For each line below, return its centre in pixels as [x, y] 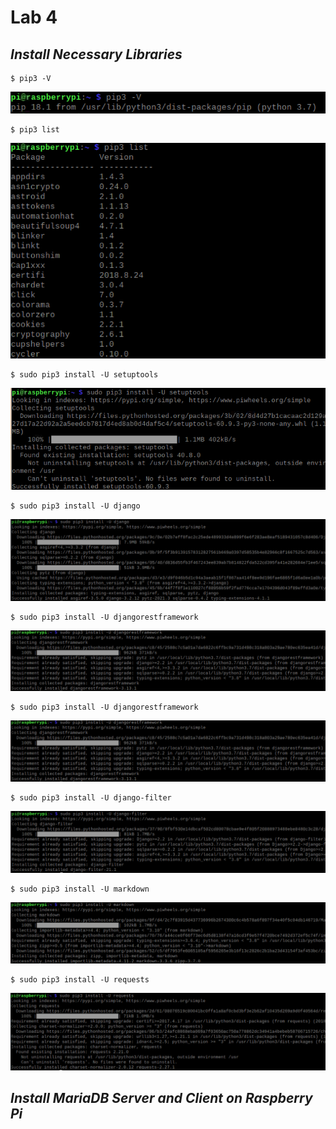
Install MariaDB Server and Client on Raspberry [161, 1098]
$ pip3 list [35, 130]
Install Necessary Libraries [96, 54]
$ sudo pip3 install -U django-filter [91, 797]
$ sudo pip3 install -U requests [80, 979]
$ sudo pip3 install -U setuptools [84, 374]
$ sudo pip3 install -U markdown [80, 889]
